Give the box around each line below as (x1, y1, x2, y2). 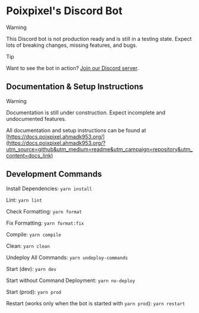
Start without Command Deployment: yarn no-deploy (6, 277, 135, 284)
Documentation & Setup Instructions (6, 82, 144, 92)
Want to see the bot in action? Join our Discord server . (6, 64, 139, 72)
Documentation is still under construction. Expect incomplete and (6, 108, 166, 116)
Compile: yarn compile (6, 231, 62, 238)
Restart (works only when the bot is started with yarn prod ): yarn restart (6, 299, 185, 306)
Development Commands (6, 169, 102, 179)
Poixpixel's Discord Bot (6, 4, 123, 18)
